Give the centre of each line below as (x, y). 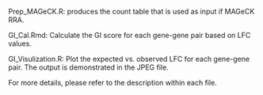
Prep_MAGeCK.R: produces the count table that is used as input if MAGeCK (131, 11)
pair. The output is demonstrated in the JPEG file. (88, 67)
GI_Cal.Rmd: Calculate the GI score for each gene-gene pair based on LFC (130, 35)
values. (20, 44)
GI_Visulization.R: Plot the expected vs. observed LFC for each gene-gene (129, 59)
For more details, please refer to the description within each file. (113, 83)
